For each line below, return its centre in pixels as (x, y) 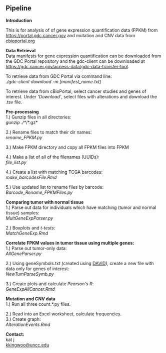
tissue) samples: (22, 212)
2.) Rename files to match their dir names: (49, 132)
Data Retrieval (21, 50)
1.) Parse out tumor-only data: (36, 248)
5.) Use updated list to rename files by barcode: (55, 187)
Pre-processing (22, 111)
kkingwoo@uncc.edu (27, 345)
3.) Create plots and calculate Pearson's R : (50, 284)
